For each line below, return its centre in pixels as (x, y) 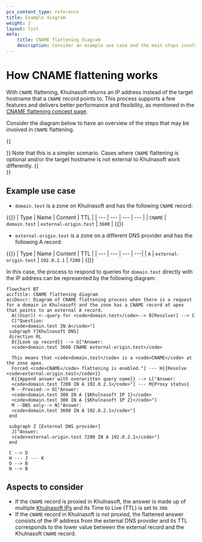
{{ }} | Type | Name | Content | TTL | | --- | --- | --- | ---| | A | (80, 253)
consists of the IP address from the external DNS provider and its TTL (101, 521)
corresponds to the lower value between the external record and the (99, 527)
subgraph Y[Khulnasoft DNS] (44, 331)
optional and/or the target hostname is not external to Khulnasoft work (93, 159)
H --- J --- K (26, 458)
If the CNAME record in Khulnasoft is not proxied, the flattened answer (99, 514)
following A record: (38, 241)
